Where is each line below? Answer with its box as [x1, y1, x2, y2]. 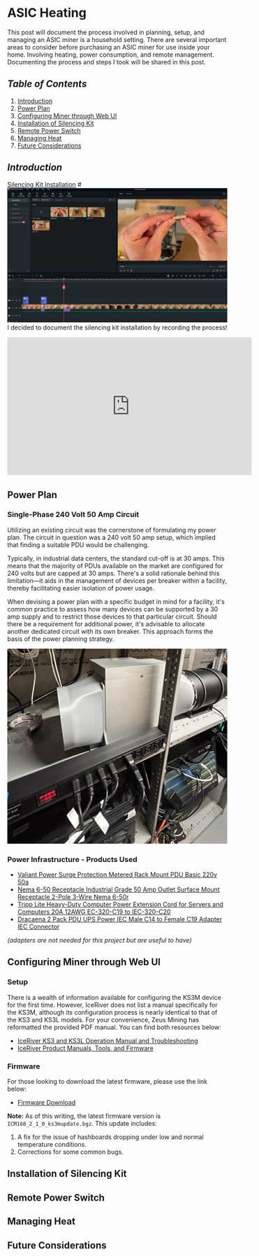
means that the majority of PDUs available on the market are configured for [7, 561, 223, 570]
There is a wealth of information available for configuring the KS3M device [7, 993, 221, 1001]
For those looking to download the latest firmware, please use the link [7, 1078, 208, 1086]
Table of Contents [7, 78, 87, 90]
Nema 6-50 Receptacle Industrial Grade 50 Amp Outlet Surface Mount [17, 885, 220, 894]
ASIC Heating [7, 5, 87, 21]
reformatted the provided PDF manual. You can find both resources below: [7, 1023, 221, 1031]
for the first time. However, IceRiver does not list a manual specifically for [7, 1001, 218, 1009]
